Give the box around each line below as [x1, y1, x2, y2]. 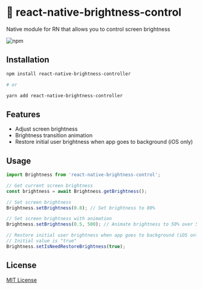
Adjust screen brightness [14, 125, 78, 132]
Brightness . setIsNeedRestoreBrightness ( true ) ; [6, 243, 126, 250]
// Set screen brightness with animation [6, 216, 112, 222]
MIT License [6, 276, 37, 284]
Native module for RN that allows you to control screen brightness [6, 25, 170, 33]
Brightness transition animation [14, 132, 92, 139]
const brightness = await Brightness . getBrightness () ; [6, 188, 147, 194]
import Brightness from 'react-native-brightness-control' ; [6, 172, 161, 178]
